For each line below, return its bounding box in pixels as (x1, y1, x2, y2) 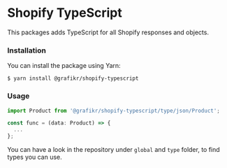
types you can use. (7, 153, 63, 162)
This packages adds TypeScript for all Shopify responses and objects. (7, 28, 210, 36)
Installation (7, 45, 47, 55)
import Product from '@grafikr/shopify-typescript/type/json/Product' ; (7, 107, 220, 114)
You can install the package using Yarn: (7, 62, 121, 70)
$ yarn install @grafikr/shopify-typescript (7, 75, 139, 82)
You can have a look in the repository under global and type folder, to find (7, 146, 220, 154)
